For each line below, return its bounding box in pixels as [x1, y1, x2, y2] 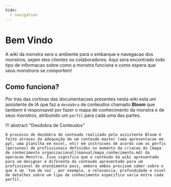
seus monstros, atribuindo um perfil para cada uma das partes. [5, 112, 141, 118]
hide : [5, 7, 17, 13]
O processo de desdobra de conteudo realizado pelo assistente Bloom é [5, 132, 161, 137]
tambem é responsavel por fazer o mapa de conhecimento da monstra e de [5, 107, 165, 113]
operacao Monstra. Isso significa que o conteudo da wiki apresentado [5, 155, 159, 160]
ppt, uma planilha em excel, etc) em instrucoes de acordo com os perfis [5, 141, 166, 147]
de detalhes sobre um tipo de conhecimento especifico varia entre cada [5, 173, 164, 178]
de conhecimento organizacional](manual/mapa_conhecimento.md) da [5, 150, 150, 155]
